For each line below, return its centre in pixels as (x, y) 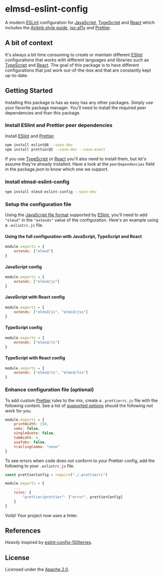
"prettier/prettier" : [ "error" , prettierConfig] (73, 497)
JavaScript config (24, 267)
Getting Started (29, 91)
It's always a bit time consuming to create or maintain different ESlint (74, 55)
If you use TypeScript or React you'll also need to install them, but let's (76, 159)
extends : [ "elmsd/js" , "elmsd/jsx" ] (51, 312)
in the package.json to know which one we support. (57, 169)
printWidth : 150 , (31, 424)
